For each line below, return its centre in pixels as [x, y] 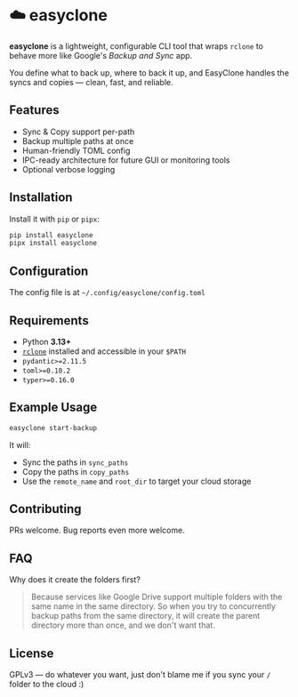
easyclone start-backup [53, 428]
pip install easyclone [51, 235]
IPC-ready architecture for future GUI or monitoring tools [126, 160]
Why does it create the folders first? [75, 580]
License [32, 653]
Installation [41, 198]
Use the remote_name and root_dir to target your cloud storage [137, 481]
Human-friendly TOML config [76, 150]
